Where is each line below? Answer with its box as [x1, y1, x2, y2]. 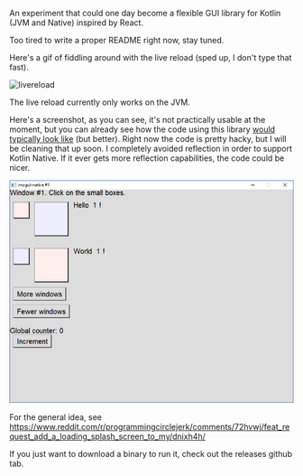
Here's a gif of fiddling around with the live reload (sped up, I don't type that [9, 52, 292, 62]
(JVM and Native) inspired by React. [9, 17, 144, 28]
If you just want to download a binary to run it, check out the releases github [9, 449, 293, 460]
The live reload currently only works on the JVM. [9, 97, 191, 107]
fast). [9, 62, 29, 72]
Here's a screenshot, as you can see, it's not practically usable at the [9, 115, 266, 125]
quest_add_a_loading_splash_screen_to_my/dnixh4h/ [9, 431, 206, 442]
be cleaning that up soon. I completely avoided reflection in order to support [9, 144, 293, 154]
